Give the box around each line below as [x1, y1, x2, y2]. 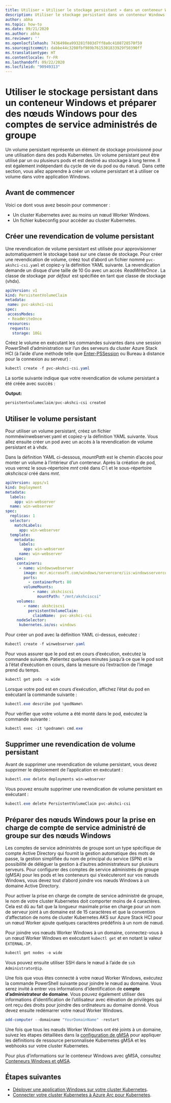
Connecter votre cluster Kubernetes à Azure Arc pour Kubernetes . [12, 1092, 152, 1098]
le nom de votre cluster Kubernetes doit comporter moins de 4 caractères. [5, 898, 161, 904]
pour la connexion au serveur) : [5, 356, 71, 362]
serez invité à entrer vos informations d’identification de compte [5, 985, 140, 992]
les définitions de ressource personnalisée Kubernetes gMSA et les [5, 1037, 147, 1043]
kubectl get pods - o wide [5, 677, 60, 682]
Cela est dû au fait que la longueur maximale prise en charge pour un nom [5, 904, 161, 909]
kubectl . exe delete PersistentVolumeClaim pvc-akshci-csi [5, 801, 131, 806]
